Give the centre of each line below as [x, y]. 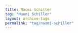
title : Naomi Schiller [28, 9]
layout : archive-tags [27, 18]
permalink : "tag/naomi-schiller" [39, 23]
